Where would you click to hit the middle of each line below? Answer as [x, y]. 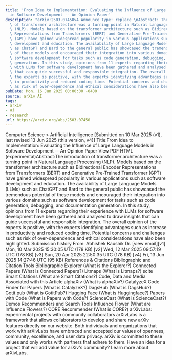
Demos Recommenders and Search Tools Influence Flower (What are [78, 304]
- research [17, 115]
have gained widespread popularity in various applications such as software [85, 178]
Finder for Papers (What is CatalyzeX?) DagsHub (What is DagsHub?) [79, 287]
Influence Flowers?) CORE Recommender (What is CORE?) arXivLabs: [79, 309]
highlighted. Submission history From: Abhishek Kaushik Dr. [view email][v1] [85, 243]
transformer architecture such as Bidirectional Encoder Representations [81, 167]
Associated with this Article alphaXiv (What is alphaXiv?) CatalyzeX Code [82, 282]
